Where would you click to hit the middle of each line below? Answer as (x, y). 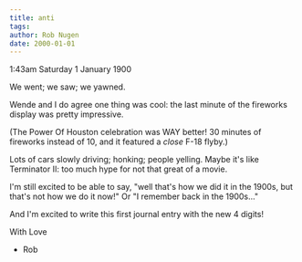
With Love (28, 232)
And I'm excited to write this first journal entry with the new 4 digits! (137, 215)
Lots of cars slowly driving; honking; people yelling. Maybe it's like (135, 160)
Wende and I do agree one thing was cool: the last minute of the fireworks (148, 105)
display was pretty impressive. (67, 114)
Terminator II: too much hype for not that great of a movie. (119, 169)
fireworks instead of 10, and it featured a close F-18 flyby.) (119, 141)
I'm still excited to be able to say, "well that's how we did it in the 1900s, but (151, 187)
